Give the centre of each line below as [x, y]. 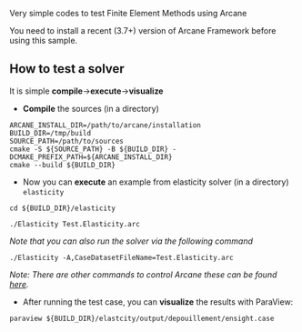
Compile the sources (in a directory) [91, 108]
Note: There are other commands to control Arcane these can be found [143, 274]
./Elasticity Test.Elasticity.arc [75, 224]
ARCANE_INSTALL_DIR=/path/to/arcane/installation [106, 125]
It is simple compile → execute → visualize [86, 91]
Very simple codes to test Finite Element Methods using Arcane [128, 13]
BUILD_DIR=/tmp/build [50, 133]
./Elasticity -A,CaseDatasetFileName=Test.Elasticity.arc [121, 257]
